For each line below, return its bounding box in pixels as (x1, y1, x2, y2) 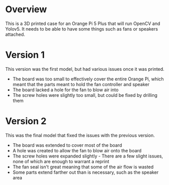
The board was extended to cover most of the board (12, 142, 122, 148)
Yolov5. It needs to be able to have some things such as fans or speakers (5, 25, 158, 32)
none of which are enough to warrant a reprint (12, 158, 110, 164)
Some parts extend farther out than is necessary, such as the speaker (12, 169, 159, 175)
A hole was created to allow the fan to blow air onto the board (12, 147, 142, 153)
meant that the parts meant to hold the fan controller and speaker (12, 81, 150, 87)
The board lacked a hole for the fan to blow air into (12, 87, 119, 93)
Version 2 (5, 116, 47, 127)
